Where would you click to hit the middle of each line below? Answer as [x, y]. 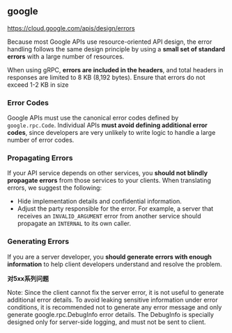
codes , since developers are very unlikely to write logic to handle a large [111, 133]
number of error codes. [41, 140]
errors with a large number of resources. [66, 56]
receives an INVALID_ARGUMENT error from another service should [109, 216]
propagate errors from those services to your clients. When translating [109, 181]
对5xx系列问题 [28, 278]
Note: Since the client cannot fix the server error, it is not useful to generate [116, 292]
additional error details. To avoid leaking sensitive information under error [113, 300]
